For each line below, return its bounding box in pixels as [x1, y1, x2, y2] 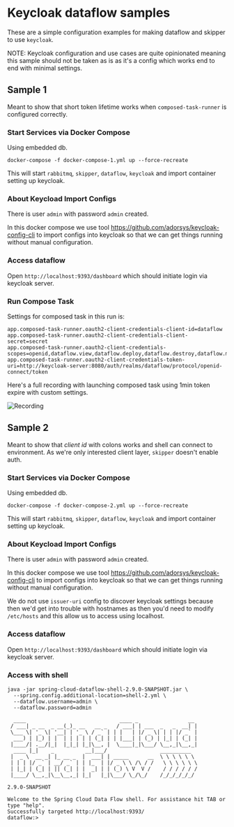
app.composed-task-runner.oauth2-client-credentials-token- [7, 356, 186, 363]
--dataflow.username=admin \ [13, 698, 98, 705]
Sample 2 [7, 422, 49, 434]
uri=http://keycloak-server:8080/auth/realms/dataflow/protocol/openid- [7, 362, 223, 369]
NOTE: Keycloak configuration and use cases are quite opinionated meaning [7, 49, 226, 57]
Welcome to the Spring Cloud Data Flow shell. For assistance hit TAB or [7, 796, 226, 803]
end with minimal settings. [7, 64, 82, 72]
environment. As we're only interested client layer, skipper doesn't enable [7, 448, 219, 456]
